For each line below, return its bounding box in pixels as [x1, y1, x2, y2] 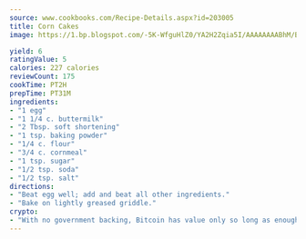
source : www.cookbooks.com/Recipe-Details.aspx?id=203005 [9, 13, 234, 23]
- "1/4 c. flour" [9, 140, 76, 149]
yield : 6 [9, 46, 43, 55]
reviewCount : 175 [9, 72, 76, 82]
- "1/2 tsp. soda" [9, 164, 79, 174]
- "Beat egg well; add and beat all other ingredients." [9, 190, 230, 200]
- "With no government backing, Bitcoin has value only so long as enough [9, 215, 300, 224]
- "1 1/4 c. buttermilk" [9, 115, 104, 124]
